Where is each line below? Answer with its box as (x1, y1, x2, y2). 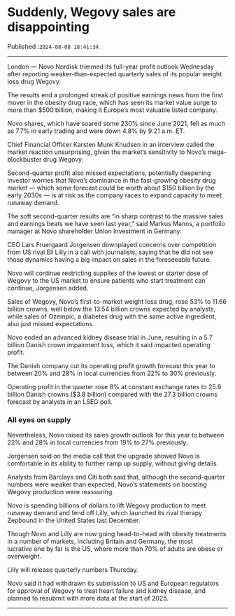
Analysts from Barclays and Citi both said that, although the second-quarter (7, 473, 225, 482)
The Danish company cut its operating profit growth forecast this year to (7, 361, 215, 370)
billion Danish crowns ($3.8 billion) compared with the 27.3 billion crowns (7, 390, 218, 398)
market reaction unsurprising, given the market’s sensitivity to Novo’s (7, 148, 206, 156)
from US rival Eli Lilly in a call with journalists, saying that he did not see (7, 248, 213, 256)
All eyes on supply (7, 414, 71, 424)
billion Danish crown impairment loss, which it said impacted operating (7, 340, 211, 349)
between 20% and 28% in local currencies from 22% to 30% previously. (7, 369, 217, 377)
